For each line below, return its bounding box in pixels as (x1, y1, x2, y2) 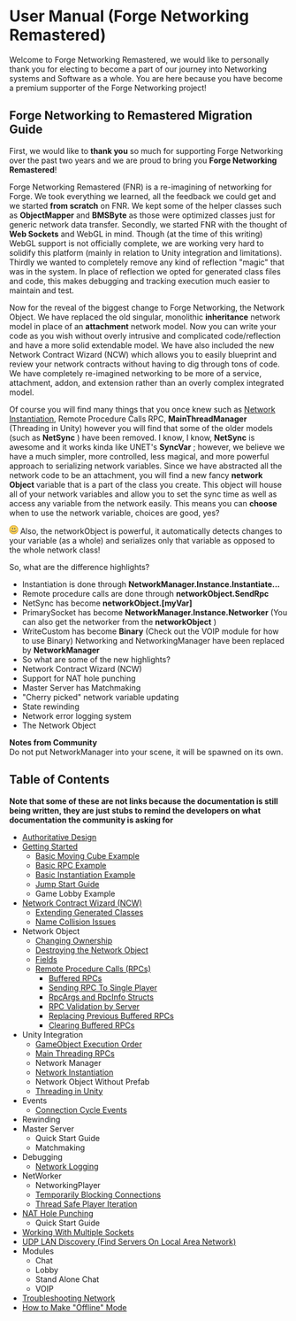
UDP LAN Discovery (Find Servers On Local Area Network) (21, 1236, 237, 1247)
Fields (34, 954, 57, 964)
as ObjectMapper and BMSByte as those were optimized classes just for (9, 210, 276, 220)
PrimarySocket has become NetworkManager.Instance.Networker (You (21, 606, 288, 617)
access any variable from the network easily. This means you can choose (9, 498, 277, 508)
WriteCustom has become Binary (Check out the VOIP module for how (21, 626, 279, 637)
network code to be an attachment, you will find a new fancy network (9, 469, 263, 480)
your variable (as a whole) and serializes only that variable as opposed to (9, 535, 276, 545)
